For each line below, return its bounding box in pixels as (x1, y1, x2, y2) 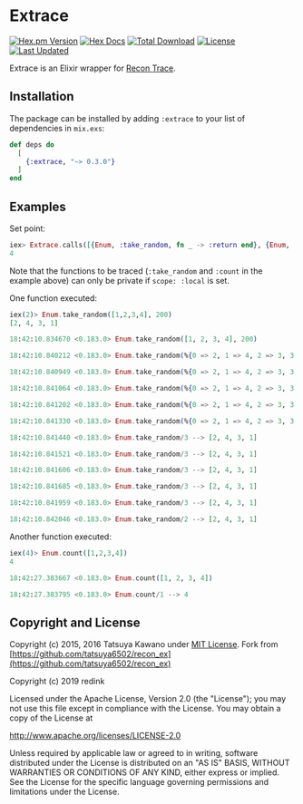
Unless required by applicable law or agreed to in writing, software (9, 748, 259, 759)
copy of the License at (9, 712, 93, 723)
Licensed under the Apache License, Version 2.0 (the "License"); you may (9, 693, 287, 704)
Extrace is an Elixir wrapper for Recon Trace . (9, 63, 176, 73)
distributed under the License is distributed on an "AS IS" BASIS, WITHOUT (9, 758, 290, 769)
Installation (9, 89, 74, 104)
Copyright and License (9, 615, 141, 630)
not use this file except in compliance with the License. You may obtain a (9, 703, 281, 714)
